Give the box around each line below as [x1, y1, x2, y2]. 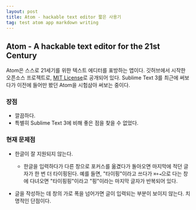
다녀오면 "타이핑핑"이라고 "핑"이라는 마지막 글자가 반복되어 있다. [29, 177, 178, 184]
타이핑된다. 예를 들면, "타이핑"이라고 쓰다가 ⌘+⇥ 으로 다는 [52, 170, 182, 177]
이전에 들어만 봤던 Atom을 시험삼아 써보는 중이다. [16, 82, 131, 89]
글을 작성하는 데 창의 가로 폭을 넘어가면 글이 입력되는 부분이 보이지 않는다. [14, 189, 184, 197]
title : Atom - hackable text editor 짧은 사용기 [6, 14, 122, 20]
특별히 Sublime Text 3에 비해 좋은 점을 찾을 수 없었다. [14, 119, 139, 126]
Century [6, 51, 37, 61]
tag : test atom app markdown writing [6, 19, 99, 25]
